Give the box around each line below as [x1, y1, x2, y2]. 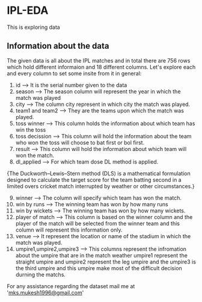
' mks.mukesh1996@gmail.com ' [7, 289, 84, 296]
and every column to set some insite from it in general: [7, 70, 142, 77]
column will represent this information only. [15, 226, 123, 233]
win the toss [15, 126, 46, 133]
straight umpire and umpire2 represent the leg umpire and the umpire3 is [15, 258, 196, 265]
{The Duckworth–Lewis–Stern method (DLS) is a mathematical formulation [7, 170, 191, 177]
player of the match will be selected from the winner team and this [15, 220, 180, 227]
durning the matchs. [15, 271, 66, 278]
